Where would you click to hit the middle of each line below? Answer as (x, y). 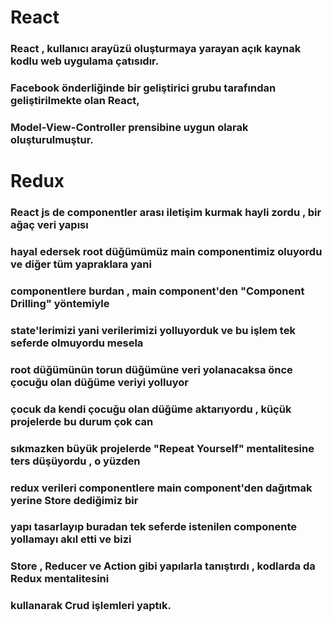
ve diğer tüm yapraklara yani (81, 264)
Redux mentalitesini (60, 579)
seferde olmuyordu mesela (77, 343)
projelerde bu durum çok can (82, 421)
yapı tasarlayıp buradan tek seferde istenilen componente (153, 527)
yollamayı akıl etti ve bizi (71, 539)
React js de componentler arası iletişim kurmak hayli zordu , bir (166, 213)
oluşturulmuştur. (52, 139)
